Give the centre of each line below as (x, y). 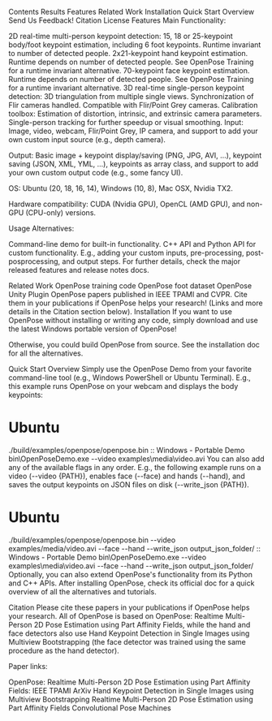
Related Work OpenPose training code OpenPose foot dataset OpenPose (130, 286)
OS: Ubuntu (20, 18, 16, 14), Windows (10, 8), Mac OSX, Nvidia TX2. (121, 188)
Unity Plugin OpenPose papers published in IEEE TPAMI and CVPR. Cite (128, 294)
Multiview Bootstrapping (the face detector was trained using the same (127, 641)
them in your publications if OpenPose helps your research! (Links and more (136, 303)
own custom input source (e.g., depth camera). (87, 140)
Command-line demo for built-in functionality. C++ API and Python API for (132, 244)
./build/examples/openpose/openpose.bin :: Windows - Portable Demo (127, 450)
